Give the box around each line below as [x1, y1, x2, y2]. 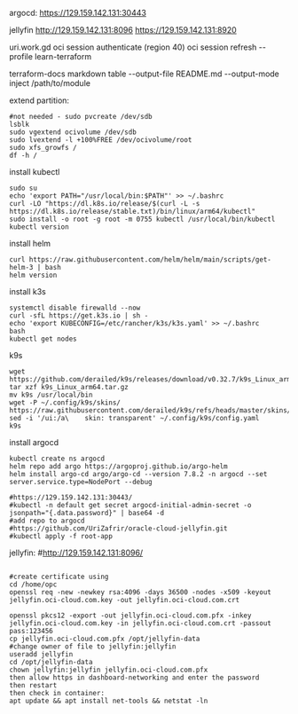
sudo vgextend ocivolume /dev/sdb [9, 128, 137, 137]
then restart [9, 681, 58, 690]
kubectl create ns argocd [9, 454, 105, 463]
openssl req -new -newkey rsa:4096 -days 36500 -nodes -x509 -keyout [9, 588, 272, 597]
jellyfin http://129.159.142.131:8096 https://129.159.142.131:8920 [9, 25, 237, 35]
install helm [9, 239, 51, 248]
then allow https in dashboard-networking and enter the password [9, 673, 260, 682]
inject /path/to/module [9, 78, 91, 88]
